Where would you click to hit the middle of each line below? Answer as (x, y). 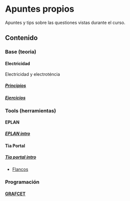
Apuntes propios (40, 9)
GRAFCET (15, 194)
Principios (16, 86)
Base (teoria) (21, 52)
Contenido (22, 38)
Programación (22, 182)
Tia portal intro (21, 157)
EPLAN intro (18, 134)
